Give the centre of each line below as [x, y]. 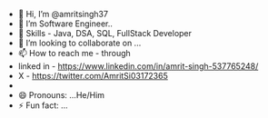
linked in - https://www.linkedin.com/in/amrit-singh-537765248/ [138, 66]
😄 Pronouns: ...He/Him [61, 95]
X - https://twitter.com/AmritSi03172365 [93, 76]
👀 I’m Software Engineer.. [65, 24]
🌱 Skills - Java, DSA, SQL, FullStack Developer [105, 33]
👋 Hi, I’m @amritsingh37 [63, 14]
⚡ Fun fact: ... [43, 105]
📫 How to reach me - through [74, 53]
